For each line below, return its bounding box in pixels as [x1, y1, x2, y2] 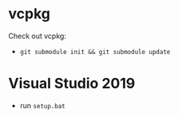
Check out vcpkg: [8, 31, 66, 41]
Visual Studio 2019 [8, 75, 136, 92]
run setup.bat [19, 100, 65, 110]
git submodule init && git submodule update [19, 48, 171, 56]
